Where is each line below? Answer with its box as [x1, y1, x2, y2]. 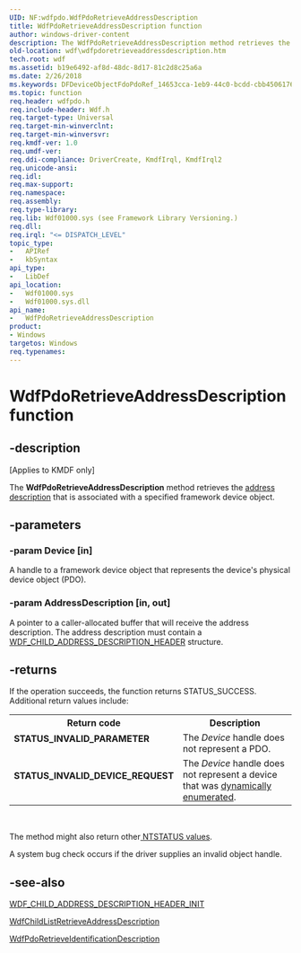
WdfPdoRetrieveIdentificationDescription [9, 933, 160, 944]
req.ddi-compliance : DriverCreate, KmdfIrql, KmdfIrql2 [9, 154, 222, 164]
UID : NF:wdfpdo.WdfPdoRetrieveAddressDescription [9, 13, 199, 22]
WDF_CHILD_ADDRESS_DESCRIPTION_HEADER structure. [9, 636, 224, 647]
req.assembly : [9, 197, 63, 207]
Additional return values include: [9, 695, 129, 706]
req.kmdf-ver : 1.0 [9, 138, 78, 147]
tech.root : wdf [9, 55, 66, 64]
